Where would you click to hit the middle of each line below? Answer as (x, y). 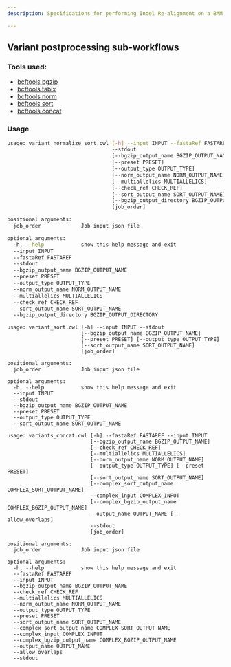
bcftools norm (37, 96)
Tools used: (27, 67)
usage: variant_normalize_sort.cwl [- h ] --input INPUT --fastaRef (104, 143)
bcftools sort (35, 104)
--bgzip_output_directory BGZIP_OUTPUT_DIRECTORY (86, 315)
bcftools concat (39, 111)
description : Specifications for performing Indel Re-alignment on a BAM (115, 13)
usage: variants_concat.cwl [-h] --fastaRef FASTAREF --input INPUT (107, 436)
